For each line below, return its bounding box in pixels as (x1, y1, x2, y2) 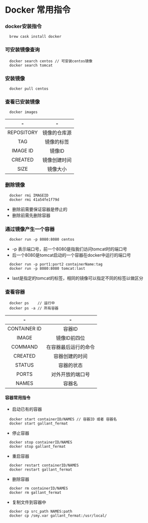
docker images (9, 110, 38, 114)
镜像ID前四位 (56, 335, 86, 342)
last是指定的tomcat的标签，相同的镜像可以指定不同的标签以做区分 (12, 275, 144, 281)
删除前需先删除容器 (12, 212, 51, 218)
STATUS (15, 362, 34, 369)
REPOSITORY (7, 129, 38, 136)
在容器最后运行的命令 (46, 344, 95, 351)
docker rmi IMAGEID (9, 193, 49, 198)
